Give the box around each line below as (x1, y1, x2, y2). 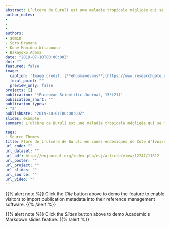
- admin (5, 36, 22, 41)
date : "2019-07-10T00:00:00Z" (5, 54, 69, 60)
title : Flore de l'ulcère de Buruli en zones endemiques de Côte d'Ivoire (5, 139, 166, 144)
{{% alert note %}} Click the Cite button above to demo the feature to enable (5, 191, 165, 197)
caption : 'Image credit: (10, 73, 62, 79)
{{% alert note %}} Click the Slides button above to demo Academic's (5, 211, 150, 217)
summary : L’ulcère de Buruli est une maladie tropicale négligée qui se (5, 120, 162, 126)
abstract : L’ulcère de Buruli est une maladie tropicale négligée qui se (5, 7, 164, 13)
